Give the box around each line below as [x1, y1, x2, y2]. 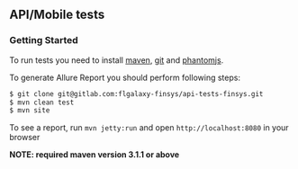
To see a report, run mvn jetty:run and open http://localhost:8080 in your [9, 122, 290, 133]
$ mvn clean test [9, 98, 75, 107]
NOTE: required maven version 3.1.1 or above [9, 149, 180, 160]
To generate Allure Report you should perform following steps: [9, 72, 241, 83]
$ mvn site [9, 106, 50, 115]
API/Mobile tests [9, 7, 105, 22]
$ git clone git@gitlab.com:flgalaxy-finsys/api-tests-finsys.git [9, 89, 264, 98]
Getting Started [9, 34, 78, 47]
